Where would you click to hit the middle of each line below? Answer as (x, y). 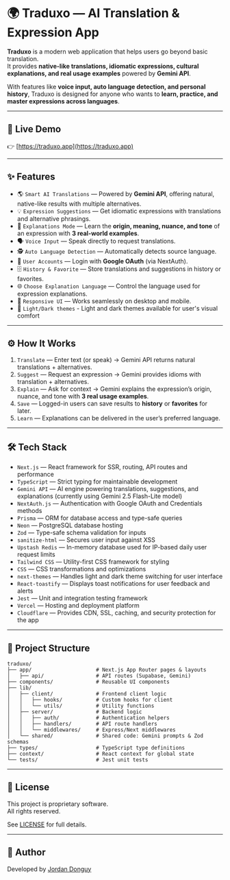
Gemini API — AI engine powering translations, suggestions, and (107, 489)
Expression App (53, 33)
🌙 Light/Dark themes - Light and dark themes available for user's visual (117, 308)
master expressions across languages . (63, 101)
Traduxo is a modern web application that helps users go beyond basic (107, 51)
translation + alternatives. (53, 382)
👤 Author (26, 852)
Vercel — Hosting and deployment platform (78, 606)
